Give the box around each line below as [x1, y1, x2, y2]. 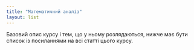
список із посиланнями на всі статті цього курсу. [6, 37, 133, 44]
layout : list [6, 14, 39, 20]
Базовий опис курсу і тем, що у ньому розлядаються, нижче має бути [6, 30, 189, 37]
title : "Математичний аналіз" [6, 8, 83, 15]
